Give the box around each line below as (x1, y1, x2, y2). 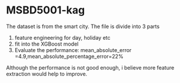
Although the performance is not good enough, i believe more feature (6, 64, 175, 71)
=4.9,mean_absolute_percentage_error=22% (14, 53, 124, 60)
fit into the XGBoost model (14, 40, 79, 47)
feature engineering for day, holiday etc (14, 34, 111, 41)
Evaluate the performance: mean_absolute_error (14, 46, 132, 53)
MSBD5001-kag (6, 4, 85, 17)
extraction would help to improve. (6, 70, 88, 77)
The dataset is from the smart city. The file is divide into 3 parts (6, 23, 160, 30)
